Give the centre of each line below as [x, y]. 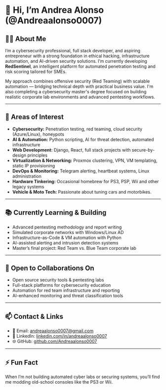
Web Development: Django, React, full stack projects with [71, 150]
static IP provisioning [34, 165]
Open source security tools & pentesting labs [58, 280]
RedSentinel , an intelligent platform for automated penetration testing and [80, 66]
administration [27, 176]
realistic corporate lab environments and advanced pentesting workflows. [80, 97]
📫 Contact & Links [34, 316]
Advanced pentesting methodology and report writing [67, 227]
